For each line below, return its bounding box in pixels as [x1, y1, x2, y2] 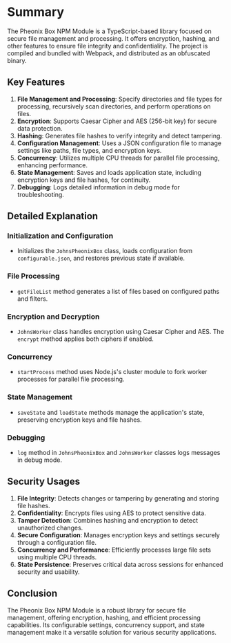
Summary [7, 4, 64, 20]
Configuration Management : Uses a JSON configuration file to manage [17, 139, 222, 147]
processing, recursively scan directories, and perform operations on [17, 102, 212, 111]
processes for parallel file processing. [17, 375, 125, 384]
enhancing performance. [17, 160, 88, 169]
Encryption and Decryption [7, 312, 100, 321]
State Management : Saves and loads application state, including [17, 168, 202, 176]
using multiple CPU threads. [17, 552, 97, 561]
